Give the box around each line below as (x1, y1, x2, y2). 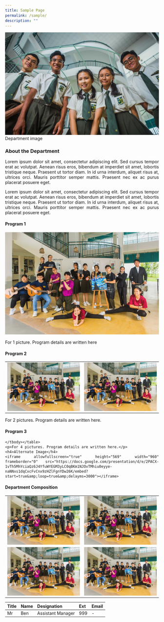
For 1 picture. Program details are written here (5, 339, 97, 345)
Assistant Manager (37, 610, 75, 616)
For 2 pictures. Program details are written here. (5, 417, 102, 423)
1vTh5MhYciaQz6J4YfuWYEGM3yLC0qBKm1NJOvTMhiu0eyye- (5, 464, 112, 469)
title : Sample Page (5, 8, 45, 13)
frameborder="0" (5, 459, 38, 464)
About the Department (5, 147, 60, 154)
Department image (5, 136, 43, 142)
